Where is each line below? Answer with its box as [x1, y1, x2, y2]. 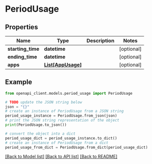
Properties [5, 23, 38, 31]
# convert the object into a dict [5, 131, 76, 136]
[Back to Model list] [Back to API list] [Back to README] [5, 154, 118, 160]
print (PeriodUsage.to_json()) [5, 123, 67, 127]
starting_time [7, 45, 40, 52]
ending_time [7, 54, 37, 60]
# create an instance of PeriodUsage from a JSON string [5, 109, 124, 114]
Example [5, 78, 32, 86]
